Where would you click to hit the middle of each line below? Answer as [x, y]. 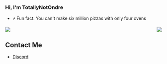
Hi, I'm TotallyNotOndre [34, 7]
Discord [20, 57]
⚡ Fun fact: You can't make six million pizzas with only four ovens [79, 18]
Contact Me [24, 45]
